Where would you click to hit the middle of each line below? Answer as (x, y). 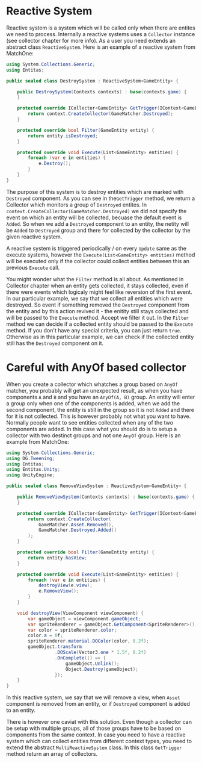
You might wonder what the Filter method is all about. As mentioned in (95, 279)
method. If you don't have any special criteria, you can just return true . (94, 330)
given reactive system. (34, 237)
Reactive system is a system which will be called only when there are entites (101, 28)
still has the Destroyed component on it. (55, 343)
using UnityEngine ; (31, 475)
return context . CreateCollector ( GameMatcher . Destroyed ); (100, 114)
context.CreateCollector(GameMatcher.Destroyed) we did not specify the (96, 211)
